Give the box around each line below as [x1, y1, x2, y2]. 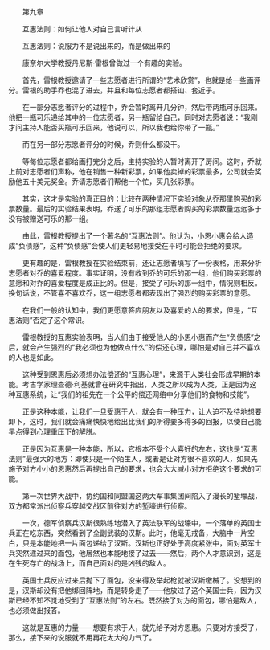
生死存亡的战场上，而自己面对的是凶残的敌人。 [14, 558, 170, 568]
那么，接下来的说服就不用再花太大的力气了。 [8, 633, 157, 642]
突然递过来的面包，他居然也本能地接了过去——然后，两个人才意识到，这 [14, 549, 255, 558]
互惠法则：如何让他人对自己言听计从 [22, 24, 142, 34]
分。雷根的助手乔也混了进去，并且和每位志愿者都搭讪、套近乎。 [8, 85, 219, 95]
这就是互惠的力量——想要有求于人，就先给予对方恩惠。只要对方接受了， [22, 623, 262, 632]
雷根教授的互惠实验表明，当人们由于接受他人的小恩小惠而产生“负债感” [22, 333, 255, 341]
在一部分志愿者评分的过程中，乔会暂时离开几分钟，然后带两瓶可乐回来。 [22, 103, 262, 112]
